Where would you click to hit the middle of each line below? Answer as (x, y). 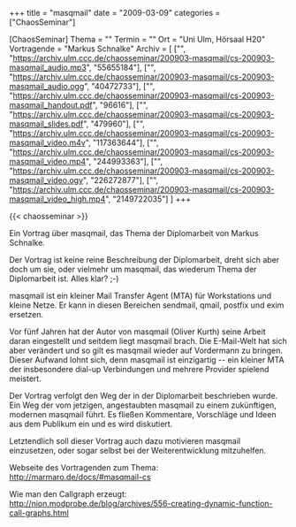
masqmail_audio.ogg (47, 86)
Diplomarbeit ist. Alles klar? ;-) (64, 279)
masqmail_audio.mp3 (48, 67)
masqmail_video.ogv (46, 180)
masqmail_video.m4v (47, 142)
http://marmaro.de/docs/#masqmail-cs (80, 477)
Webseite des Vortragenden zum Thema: (84, 467)
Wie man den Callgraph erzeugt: (68, 494)
